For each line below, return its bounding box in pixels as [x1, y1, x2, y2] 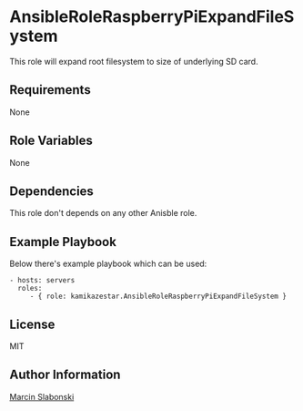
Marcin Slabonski [9, 391, 75, 402]
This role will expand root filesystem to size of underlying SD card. [9, 56, 258, 67]
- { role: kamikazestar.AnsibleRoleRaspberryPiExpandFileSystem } [29, 292, 287, 302]
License [9, 316, 56, 332]
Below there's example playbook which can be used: [9, 258, 207, 270]
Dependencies [9, 183, 94, 199]
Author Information [9, 367, 121, 383]
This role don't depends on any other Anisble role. [9, 208, 197, 219]
